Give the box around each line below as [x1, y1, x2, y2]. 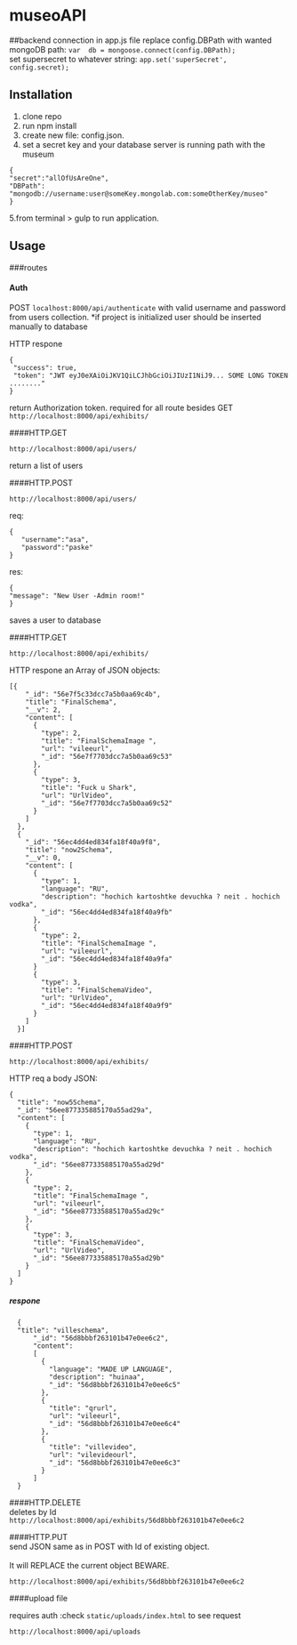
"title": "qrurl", [48, 1403, 117, 1413]
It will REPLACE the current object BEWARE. [9, 1560, 170, 1570]
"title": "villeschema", [17, 1326, 109, 1335]
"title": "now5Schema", [17, 1098, 105, 1107]
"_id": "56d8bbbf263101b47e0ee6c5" [48, 1380, 181, 1389]
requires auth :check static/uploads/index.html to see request [9, 1609, 242, 1620]
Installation [9, 87, 73, 102]
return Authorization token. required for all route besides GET [9, 402, 234, 413]
